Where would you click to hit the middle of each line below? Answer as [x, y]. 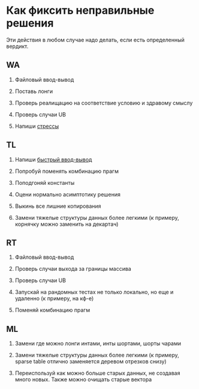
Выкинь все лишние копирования [58, 206]
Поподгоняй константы [45, 182]
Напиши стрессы [37, 126]
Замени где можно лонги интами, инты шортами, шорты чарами [98, 343]
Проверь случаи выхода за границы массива [73, 269]
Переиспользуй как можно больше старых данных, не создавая [97, 373]
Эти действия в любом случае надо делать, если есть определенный [95, 40]
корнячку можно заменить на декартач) [67, 224]
